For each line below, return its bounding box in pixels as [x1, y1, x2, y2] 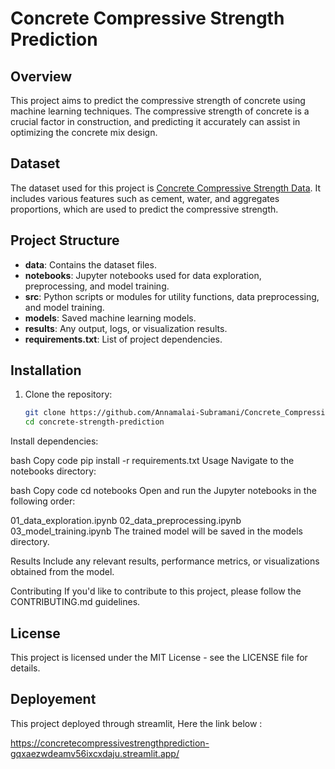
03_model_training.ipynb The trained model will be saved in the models [10, 525, 303, 537]
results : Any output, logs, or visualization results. [24, 322, 228, 334]
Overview [10, 68, 73, 85]
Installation [10, 362, 82, 379]
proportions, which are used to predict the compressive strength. [10, 203, 279, 215]
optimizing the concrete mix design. [10, 127, 158, 138]
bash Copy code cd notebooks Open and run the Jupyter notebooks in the [10, 485, 317, 497]
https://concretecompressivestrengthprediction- [10, 737, 210, 749]
